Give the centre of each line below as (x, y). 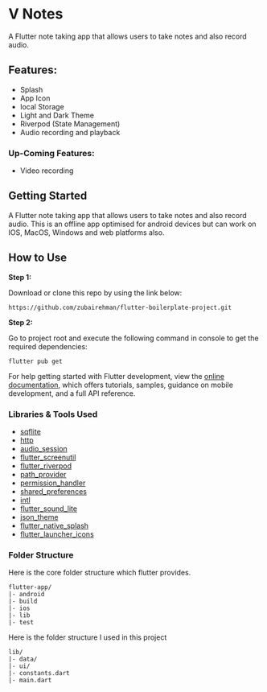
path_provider (43, 474)
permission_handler (53, 483)
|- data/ (23, 659)
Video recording (47, 171)
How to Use (38, 258)
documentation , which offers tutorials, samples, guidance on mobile (121, 385)
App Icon (35, 98)
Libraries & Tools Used (53, 414)
